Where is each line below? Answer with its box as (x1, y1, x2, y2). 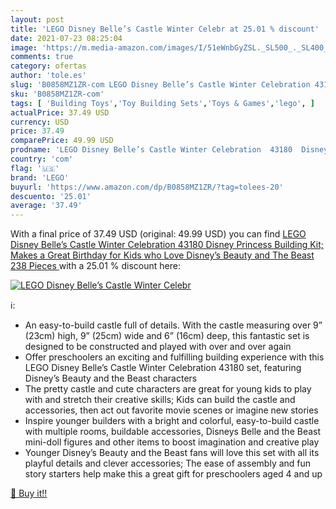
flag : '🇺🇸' (10, 163, 60, 173)
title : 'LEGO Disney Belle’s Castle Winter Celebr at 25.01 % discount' (10, 24, 320, 34)
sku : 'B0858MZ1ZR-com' (10, 89, 105, 99)
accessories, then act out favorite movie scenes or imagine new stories (24, 404, 319, 416)
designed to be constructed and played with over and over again (24, 341, 292, 353)
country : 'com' (10, 154, 74, 164)
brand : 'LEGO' (10, 172, 70, 183)
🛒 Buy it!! (10, 487, 48, 500)
